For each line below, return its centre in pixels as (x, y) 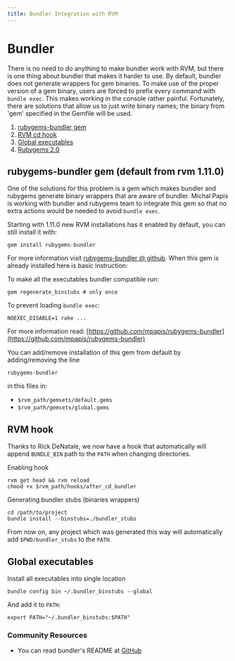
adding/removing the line (44, 360)
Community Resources (47, 635)
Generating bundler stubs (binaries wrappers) (74, 500)
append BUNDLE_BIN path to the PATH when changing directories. (99, 454)
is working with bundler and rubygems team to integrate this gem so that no (117, 204)
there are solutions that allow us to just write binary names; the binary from (116, 106)
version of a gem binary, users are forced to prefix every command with (112, 91)
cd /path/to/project (38, 513)
